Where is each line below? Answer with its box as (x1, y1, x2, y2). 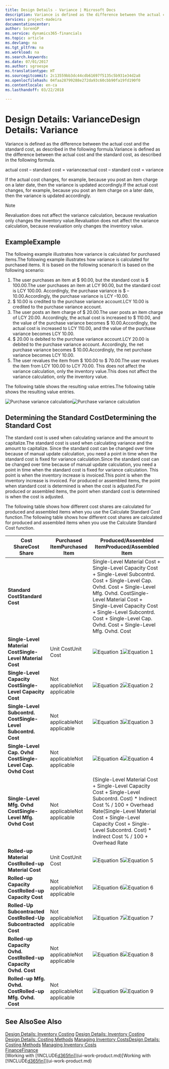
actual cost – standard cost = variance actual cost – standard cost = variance (5, 167, 164, 173)
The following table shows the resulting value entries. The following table (5, 384, 155, 390)
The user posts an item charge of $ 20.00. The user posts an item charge (12, 309, 163, 315)
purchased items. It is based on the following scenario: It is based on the (5, 262, 154, 268)
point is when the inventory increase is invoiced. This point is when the (5, 472, 151, 478)
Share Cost (13, 543, 40, 550)
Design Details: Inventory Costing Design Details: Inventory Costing (5, 1031, 145, 1037)
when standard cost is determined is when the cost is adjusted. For (5, 483, 143, 489)
